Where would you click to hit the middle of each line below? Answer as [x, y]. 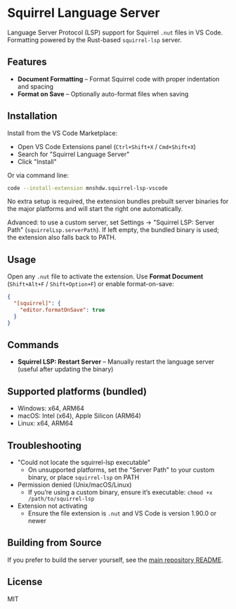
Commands [33, 345]
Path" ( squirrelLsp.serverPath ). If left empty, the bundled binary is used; [113, 230]
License [25, 582]
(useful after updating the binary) [65, 369]
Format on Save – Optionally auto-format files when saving [103, 94]
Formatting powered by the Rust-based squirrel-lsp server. [95, 39]
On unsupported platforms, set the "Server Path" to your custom [121, 470]
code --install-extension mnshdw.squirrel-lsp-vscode [88, 188]
